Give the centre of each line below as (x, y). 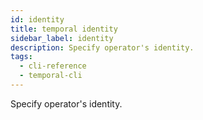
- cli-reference (53, 66)
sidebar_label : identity (62, 38)
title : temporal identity (64, 29)
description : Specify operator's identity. (102, 47)
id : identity (37, 19)
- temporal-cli (51, 76)
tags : (21, 57)
